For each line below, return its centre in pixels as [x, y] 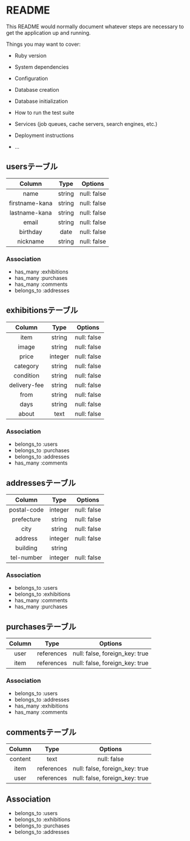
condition [27, 375]
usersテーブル [32, 167]
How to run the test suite [44, 112]
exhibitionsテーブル [42, 310]
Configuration [31, 78]
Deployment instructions [44, 135]
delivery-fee [26, 385]
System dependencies [42, 67]
